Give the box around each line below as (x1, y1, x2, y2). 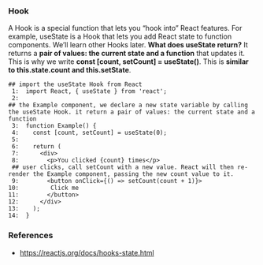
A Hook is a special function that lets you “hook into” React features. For (8, 24, 243, 33)
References (8, 230, 54, 241)
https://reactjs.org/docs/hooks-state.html (19, 248, 155, 257)
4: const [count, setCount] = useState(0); (11, 129, 168, 137)
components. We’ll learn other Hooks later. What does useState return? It (8, 40, 248, 50)
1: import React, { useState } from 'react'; (11, 88, 168, 95)
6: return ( (11, 143, 61, 151)
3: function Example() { (11, 122, 97, 130)
